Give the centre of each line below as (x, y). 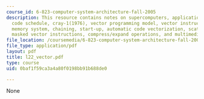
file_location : (25, 40)
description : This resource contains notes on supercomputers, (88, 18)
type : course (23, 63)
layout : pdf (21, 52)
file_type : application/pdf (42, 46)
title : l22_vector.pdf (35, 57)
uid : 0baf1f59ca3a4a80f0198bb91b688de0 (57, 68)
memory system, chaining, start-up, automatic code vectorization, (99, 29)
